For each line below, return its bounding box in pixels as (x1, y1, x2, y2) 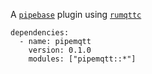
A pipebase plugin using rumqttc (10, 9, 142, 20)
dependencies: (10, 28, 70, 38)
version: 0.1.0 (28, 45, 92, 55)
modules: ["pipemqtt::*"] (28, 54, 137, 64)
